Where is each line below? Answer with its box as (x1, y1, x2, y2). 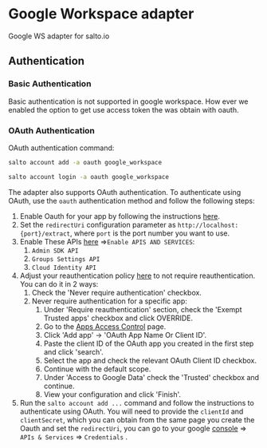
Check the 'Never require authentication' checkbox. (31, 287, 202, 297)
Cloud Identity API (31, 264, 97, 272)
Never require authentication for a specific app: (31, 296, 187, 306)
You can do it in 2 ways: (19, 279, 99, 288)
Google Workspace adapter (8, 5, 194, 23)
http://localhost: (178, 221, 239, 229)
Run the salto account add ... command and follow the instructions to (19, 398, 255, 407)
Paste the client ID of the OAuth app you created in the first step (43, 339, 254, 348)
